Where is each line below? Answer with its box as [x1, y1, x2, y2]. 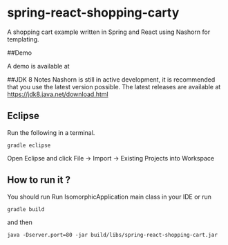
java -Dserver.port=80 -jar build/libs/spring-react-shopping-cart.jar [7, 231, 218, 238]
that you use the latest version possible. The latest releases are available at [7, 82, 221, 91]
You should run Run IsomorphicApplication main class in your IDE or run [7, 192, 212, 201]
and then [7, 218, 32, 226]
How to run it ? [7, 174, 71, 186]
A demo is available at [7, 62, 70, 70]
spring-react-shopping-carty [7, 5, 180, 21]
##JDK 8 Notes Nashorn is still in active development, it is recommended [7, 75, 216, 84]
